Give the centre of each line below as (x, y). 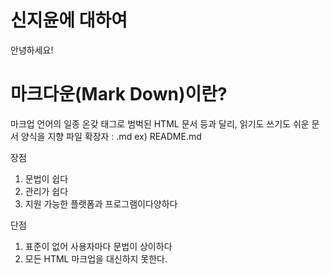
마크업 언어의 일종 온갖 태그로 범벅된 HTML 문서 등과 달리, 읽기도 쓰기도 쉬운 (160, 123)
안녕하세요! (32, 50)
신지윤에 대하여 (69, 20)
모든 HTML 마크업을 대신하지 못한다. (96, 258)
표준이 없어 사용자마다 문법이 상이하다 (98, 246)
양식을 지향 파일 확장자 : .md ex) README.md (111, 136)
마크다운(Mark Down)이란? (119, 94)
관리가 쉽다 (46, 191)
